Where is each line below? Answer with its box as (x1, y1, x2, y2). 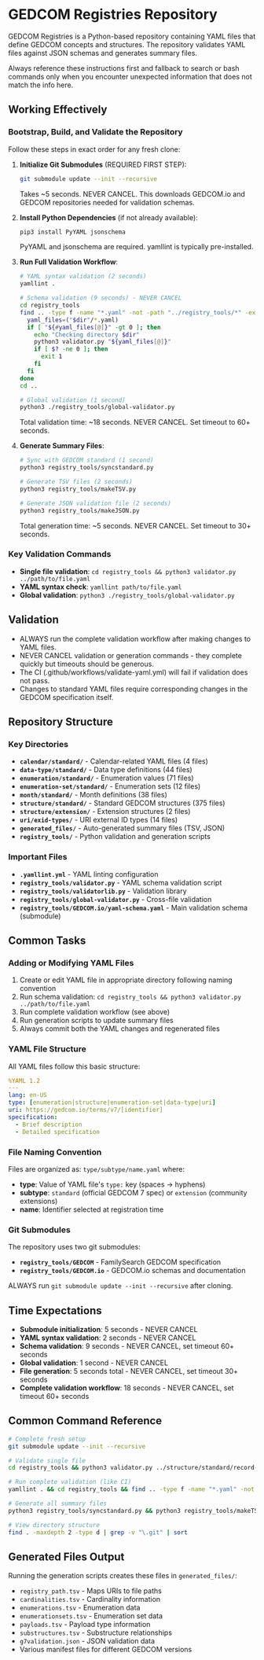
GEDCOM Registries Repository (8, 6, 218, 24)
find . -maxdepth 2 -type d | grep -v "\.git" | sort (8, 1528, 189, 1537)
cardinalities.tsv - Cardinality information (19, 1595, 161, 1604)
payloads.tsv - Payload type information (19, 1620, 151, 1629)
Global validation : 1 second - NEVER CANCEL (19, 1358, 169, 1367)
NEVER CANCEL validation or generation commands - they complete (19, 650, 242, 660)
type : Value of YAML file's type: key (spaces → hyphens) (19, 1180, 206, 1189)
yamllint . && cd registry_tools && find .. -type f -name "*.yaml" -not (8, 1485, 255, 1493)
